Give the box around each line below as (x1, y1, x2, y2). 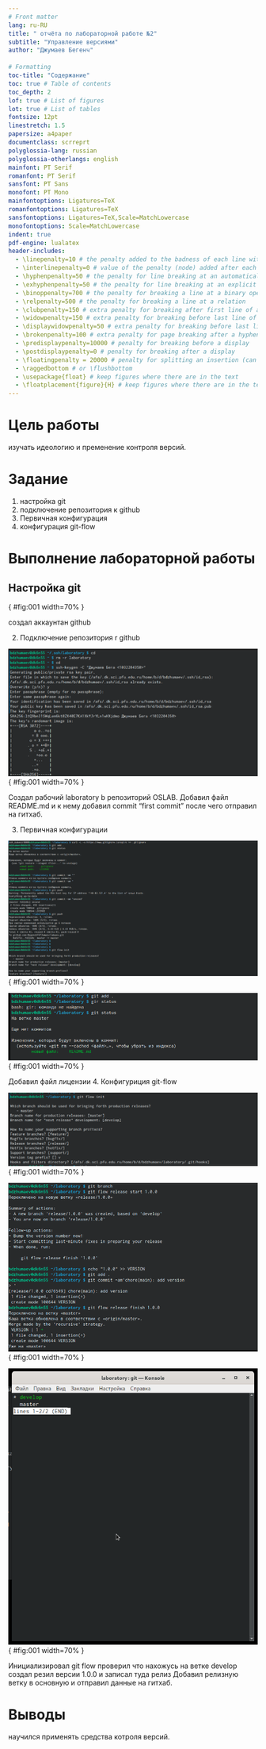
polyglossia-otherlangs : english (8, 155, 119, 163)
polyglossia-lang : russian (8, 147, 97, 155)
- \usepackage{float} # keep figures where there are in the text (15, 373, 239, 381)
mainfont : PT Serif (8, 163, 73, 171)
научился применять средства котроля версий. (8, 1732, 170, 1742)
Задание (8, 471, 69, 488)
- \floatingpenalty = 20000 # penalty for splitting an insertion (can (15, 356, 257, 364)
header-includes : (8, 247, 66, 256)
